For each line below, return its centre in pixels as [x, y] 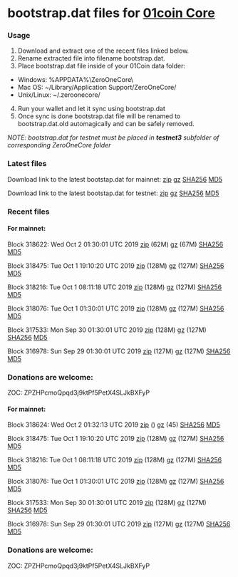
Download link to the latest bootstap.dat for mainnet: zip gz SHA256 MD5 [115, 179]
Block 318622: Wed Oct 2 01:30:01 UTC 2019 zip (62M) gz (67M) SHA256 [115, 244]
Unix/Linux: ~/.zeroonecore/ [59, 95]
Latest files [27, 164]
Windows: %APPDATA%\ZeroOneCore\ [76, 80]
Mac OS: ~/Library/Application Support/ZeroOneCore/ [97, 88]
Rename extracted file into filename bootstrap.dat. [91, 58]
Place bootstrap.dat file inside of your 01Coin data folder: [101, 66]
